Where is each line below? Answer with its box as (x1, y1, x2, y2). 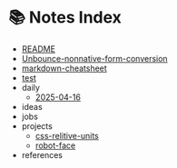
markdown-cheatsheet (21, 63, 108, 74)
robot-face (34, 140, 76, 151)
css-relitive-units (34, 130, 99, 141)
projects (21, 120, 54, 132)
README (21, 43, 56, 54)
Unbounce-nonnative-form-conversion (21, 53, 169, 64)
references (21, 149, 63, 160)
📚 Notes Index (8, 7, 122, 28)
